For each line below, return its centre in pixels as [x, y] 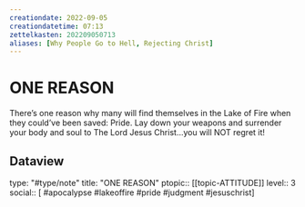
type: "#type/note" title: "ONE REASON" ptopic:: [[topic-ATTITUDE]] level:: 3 [152, 183]
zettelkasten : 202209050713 [63, 34]
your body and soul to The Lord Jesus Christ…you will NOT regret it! [137, 133]
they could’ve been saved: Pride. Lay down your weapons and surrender [146, 123]
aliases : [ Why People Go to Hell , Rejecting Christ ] [112, 43]
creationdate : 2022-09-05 [58, 18]
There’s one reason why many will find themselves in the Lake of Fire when [150, 113]
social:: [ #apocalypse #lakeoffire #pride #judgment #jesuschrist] [132, 192]
